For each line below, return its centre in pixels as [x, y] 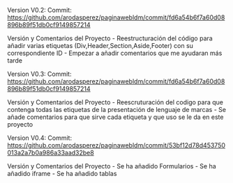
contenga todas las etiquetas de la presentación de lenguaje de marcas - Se [117, 110]
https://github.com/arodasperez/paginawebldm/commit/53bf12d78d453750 [116, 145]
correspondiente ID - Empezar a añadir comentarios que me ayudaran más [115, 53]
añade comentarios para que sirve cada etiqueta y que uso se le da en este [115, 117]
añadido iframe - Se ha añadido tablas [62, 174]
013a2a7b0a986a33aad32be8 [51, 153]
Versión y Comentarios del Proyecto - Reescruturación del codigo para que [115, 102]
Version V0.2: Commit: [39, 10]
